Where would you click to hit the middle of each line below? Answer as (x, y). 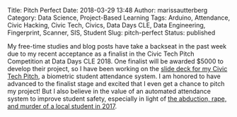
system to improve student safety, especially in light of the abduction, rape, (117, 99)
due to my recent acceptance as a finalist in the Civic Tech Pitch (101, 54)
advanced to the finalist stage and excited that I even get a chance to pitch (116, 84)
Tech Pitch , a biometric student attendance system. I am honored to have (114, 76)
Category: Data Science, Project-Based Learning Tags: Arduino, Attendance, (119, 18)
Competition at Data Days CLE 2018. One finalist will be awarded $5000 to (116, 61)
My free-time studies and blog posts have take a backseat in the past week (117, 46)
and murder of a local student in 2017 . (62, 106)
